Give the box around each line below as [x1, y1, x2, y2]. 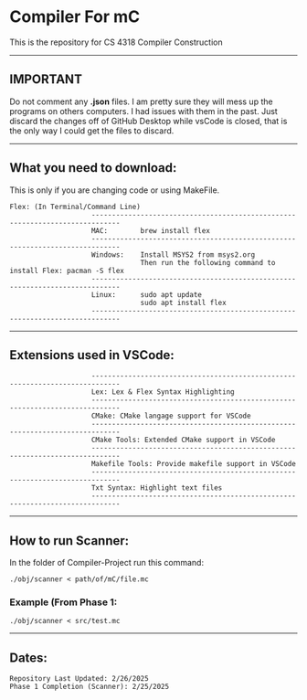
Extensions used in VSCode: [9, 347, 175, 363]
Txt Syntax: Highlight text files [90, 483, 223, 493]
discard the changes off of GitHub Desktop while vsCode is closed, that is [9, 115, 288, 126]
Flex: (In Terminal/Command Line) [9, 202, 142, 211]
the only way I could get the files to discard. [9, 125, 175, 136]
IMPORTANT [9, 71, 82, 88]
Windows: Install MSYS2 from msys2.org [90, 249, 256, 260]
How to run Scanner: [9, 533, 130, 548]
